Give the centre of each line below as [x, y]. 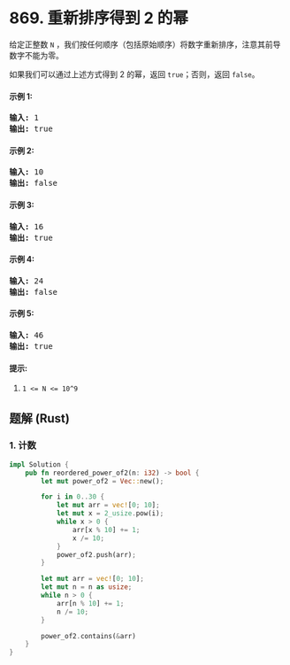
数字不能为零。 [36, 55]
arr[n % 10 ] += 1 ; [90, 603]
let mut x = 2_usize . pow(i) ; [110, 514]
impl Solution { [39, 464]
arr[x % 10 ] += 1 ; [106, 530]
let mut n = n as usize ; [87, 587]
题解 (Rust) [40, 418]
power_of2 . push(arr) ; [96, 554]
